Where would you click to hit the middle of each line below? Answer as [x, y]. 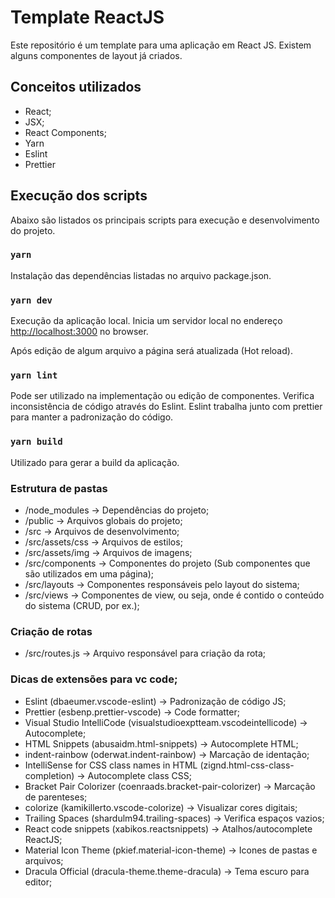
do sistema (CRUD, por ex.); [82, 606]
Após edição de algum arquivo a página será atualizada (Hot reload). [151, 351]
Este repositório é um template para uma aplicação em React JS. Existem [161, 45]
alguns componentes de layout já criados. [96, 55]
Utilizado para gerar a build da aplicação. [95, 462]
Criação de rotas [51, 631]
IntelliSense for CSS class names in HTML [111, 765]
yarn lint [34, 375]
